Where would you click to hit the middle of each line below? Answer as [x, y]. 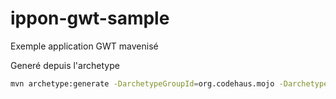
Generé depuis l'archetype [65, 65]
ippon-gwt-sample [90, 18]
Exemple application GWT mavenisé [84, 46]
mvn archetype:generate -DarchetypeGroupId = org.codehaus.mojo [142, 83]
